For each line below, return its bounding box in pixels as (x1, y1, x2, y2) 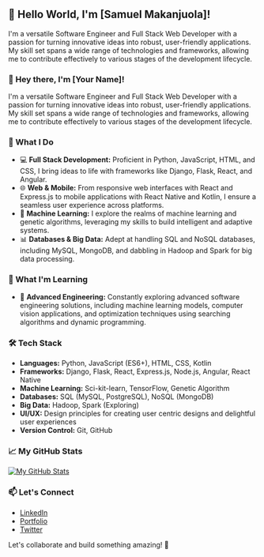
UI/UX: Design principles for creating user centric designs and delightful (19, 408, 255, 418)
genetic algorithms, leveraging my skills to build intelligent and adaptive (19, 217, 253, 227)
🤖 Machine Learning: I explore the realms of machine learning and (19, 209, 237, 218)
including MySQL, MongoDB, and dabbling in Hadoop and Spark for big (19, 246, 253, 255)
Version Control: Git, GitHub (19, 426, 113, 435)
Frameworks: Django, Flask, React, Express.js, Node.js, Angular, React (19, 367, 251, 376)
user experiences (19, 417, 77, 427)
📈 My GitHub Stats (8, 446, 83, 457)
